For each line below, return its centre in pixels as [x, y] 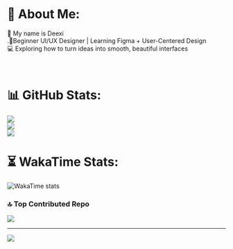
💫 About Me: [44, 14]
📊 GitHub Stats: [54, 95]
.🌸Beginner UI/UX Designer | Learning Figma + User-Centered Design [107, 40]
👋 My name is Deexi [36, 33]
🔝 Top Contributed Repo [49, 204]
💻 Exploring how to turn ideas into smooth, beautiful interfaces [98, 49]
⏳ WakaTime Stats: [63, 162]
